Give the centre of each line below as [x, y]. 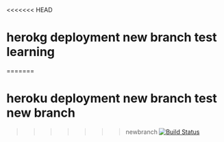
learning [31, 52]
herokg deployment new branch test [112, 38]
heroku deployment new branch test [112, 99]
